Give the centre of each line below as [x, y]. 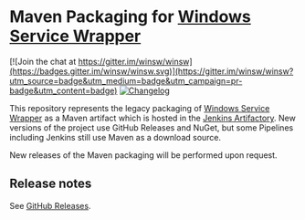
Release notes [51, 184]
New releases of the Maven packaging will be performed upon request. [143, 155]
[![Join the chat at [43, 61]
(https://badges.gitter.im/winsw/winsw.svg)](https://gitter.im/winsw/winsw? [152, 71]
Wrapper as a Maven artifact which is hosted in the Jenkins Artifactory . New [153, 118]
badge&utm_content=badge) [63, 90]
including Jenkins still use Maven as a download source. [116, 137]
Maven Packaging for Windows [130, 17]
